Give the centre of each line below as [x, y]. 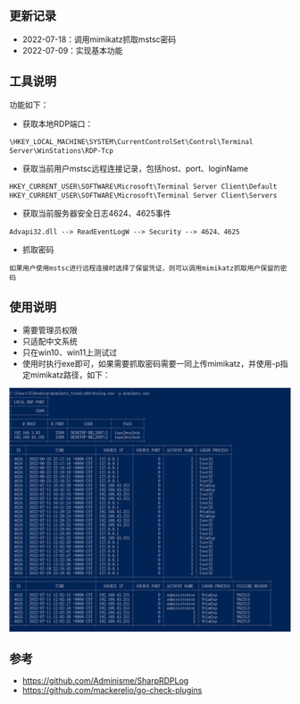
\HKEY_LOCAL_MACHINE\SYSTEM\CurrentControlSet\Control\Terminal [131, 141]
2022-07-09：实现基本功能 [72, 50]
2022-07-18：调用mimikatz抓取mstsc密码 [99, 39]
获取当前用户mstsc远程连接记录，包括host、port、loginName [135, 168]
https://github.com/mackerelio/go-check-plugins [112, 691]
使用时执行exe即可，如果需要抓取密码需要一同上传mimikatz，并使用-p [151, 364]
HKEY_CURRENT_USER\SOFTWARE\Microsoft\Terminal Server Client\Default [143, 186]
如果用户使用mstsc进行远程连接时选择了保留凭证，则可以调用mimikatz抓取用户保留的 [145, 268]
